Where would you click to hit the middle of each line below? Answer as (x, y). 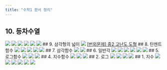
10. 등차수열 (23, 31)
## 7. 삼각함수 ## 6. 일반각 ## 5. (102, 50)
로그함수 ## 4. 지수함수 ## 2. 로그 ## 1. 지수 (80, 57)
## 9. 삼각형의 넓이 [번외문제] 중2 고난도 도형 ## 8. (95, 44)
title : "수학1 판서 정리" (29, 10)
